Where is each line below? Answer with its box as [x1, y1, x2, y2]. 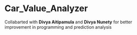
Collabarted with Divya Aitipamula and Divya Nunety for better [4, 19, 133, 25]
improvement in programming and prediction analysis [4, 24, 112, 30]
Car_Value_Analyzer [4, 3, 88, 14]
